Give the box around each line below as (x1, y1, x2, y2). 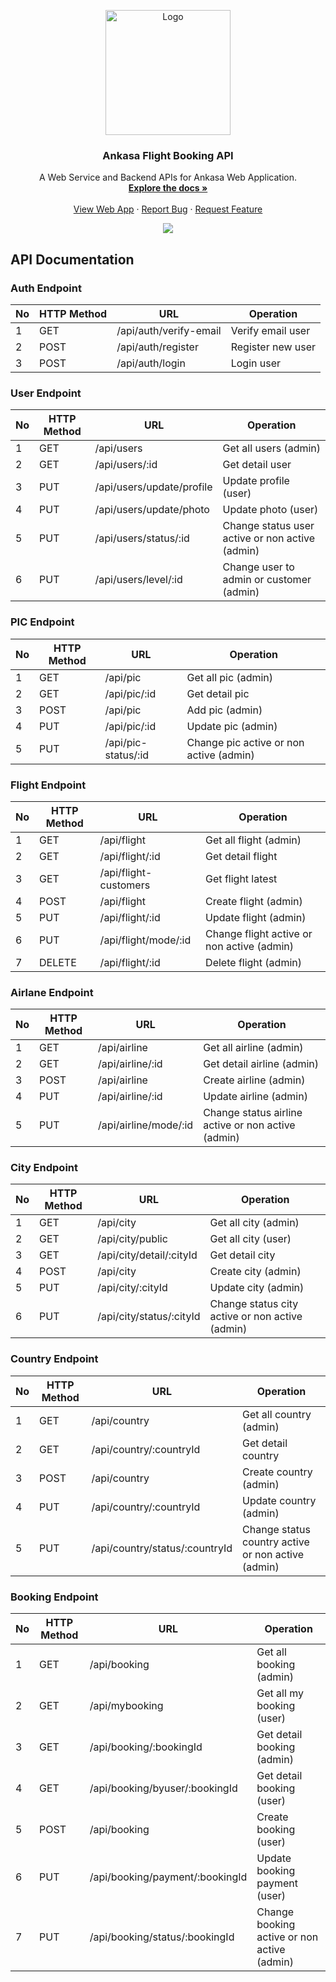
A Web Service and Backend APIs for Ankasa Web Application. (38, 171, 298, 184)
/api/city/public (97, 1232, 168, 1246)
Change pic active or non (186, 735, 305, 749)
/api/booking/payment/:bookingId (89, 1870, 248, 1884)
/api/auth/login (116, 356, 186, 370)
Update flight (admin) (205, 910, 307, 924)
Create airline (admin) (203, 1073, 306, 1087)
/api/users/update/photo (94, 503, 210, 517)
